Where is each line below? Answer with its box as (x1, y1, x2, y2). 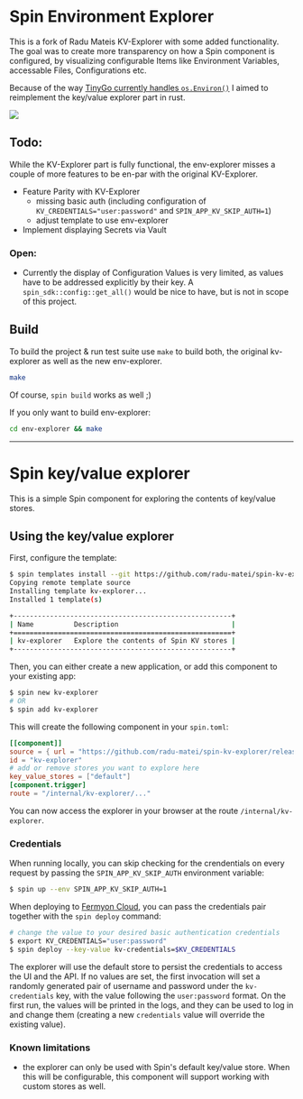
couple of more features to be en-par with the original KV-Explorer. (9, 169, 259, 179)
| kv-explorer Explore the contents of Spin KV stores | (9, 637, 236, 646)
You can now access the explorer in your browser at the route (9, 805, 239, 816)
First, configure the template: (9, 553, 117, 563)
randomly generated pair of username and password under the (9, 980, 243, 991)
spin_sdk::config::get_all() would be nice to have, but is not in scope (22, 287, 289, 298)
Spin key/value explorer (9, 462, 191, 483)
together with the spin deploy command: (9, 911, 161, 921)
